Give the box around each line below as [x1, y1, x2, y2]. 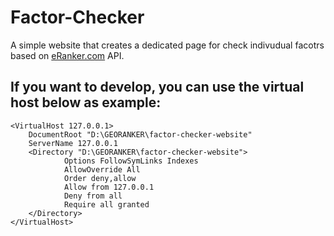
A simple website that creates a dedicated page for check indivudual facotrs [10, 39, 325, 51]
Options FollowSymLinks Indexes [63, 156, 199, 166]
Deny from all [63, 191, 123, 201]
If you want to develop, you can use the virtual [10, 79, 305, 96]
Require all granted [63, 199, 150, 210]
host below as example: [10, 94, 162, 111]
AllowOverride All [63, 164, 141, 175]
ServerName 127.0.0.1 [28, 138, 118, 148]
